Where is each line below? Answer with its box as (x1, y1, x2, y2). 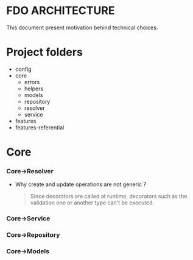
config (15, 65, 32, 73)
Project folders (6, 45, 83, 59)
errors (24, 78, 40, 85)
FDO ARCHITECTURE (6, 4, 115, 18)
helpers (24, 85, 44, 92)
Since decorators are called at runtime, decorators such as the (30, 193, 188, 200)
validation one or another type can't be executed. (30, 199, 155, 206)
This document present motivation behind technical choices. (6, 24, 158, 31)
